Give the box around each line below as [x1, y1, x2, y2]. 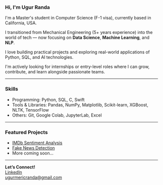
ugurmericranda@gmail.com [5, 174, 62, 180]
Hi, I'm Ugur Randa [5, 4, 50, 11]
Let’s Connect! [5, 164, 35, 170]
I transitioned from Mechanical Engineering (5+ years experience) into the [5, 30, 153, 35]
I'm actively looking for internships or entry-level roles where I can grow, [5, 64, 150, 69]
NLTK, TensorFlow [12, 107, 49, 113]
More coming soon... [12, 150, 54, 156]
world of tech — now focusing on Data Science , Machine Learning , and [5, 34, 149, 40]
